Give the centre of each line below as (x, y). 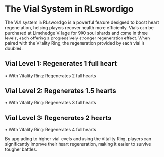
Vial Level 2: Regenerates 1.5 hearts (61, 91)
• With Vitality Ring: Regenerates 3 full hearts (51, 102)
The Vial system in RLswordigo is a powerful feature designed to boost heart (82, 22)
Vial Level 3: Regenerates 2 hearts (58, 118)
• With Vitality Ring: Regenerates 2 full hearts (51, 75)
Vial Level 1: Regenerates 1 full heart (61, 64)
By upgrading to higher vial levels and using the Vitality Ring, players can (78, 139)
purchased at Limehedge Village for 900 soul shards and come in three (77, 33)
